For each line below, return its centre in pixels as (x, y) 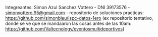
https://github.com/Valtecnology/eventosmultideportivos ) (65, 29)
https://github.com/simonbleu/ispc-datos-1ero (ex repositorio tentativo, (79, 18)
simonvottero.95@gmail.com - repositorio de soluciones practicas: (74, 13)
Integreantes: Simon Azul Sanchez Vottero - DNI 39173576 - (68, 7)
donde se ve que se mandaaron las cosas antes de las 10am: (68, 23)
